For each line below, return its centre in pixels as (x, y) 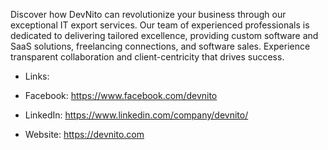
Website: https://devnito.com (84, 134)
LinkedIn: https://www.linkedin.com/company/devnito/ (136, 115)
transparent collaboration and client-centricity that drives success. (147, 57)
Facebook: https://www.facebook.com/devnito (121, 95)
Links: (37, 76)
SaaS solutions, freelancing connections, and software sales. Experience (160, 46)
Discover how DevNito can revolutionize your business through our (148, 14)
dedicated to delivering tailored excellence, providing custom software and (164, 35)
